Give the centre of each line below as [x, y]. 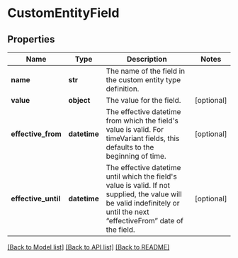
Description [147, 59]
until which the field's [141, 176]
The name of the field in [146, 71]
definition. [123, 89]
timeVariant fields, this [143, 138]
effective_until [36, 198]
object [79, 100]
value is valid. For [135, 129]
